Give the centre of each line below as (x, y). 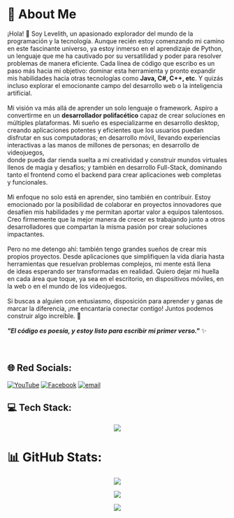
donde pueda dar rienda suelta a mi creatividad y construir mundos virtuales (117, 159)
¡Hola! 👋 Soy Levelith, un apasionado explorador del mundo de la (100, 34)
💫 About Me (42, 14)
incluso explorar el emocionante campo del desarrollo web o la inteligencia (115, 85)
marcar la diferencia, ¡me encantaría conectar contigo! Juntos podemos (110, 308)
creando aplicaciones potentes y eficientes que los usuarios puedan (105, 130)
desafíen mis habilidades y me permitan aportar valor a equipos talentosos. (116, 212)
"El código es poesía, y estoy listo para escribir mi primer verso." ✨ (107, 331)
